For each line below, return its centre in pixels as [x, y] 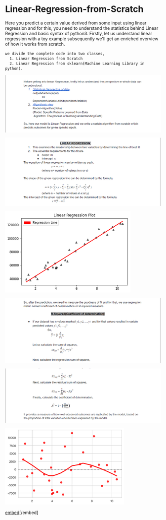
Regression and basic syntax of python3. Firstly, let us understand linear [79, 33]
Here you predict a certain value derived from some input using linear [76, 23]
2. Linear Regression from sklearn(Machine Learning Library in [77, 64]
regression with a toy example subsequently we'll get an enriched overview [82, 39]
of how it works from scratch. [35, 44]
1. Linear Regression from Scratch [46, 59]
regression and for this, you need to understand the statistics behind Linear [82, 28]
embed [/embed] [22, 513]
